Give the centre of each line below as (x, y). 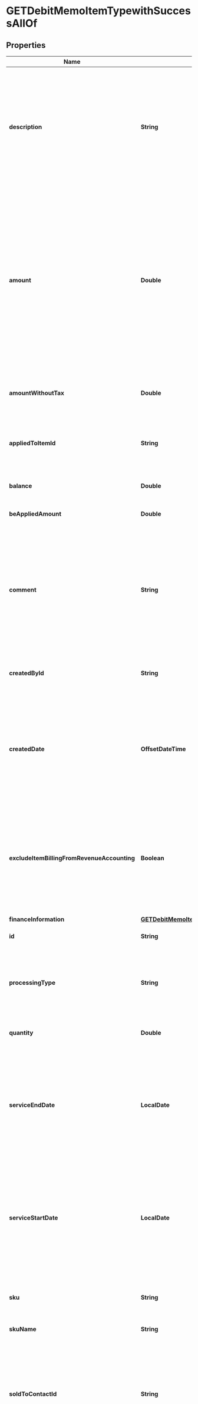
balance (21, 486)
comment (23, 590)
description (26, 127)
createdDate (27, 749)
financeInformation (37, 919)
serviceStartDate (34, 1218)
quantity (21, 1033)
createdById (27, 673)
